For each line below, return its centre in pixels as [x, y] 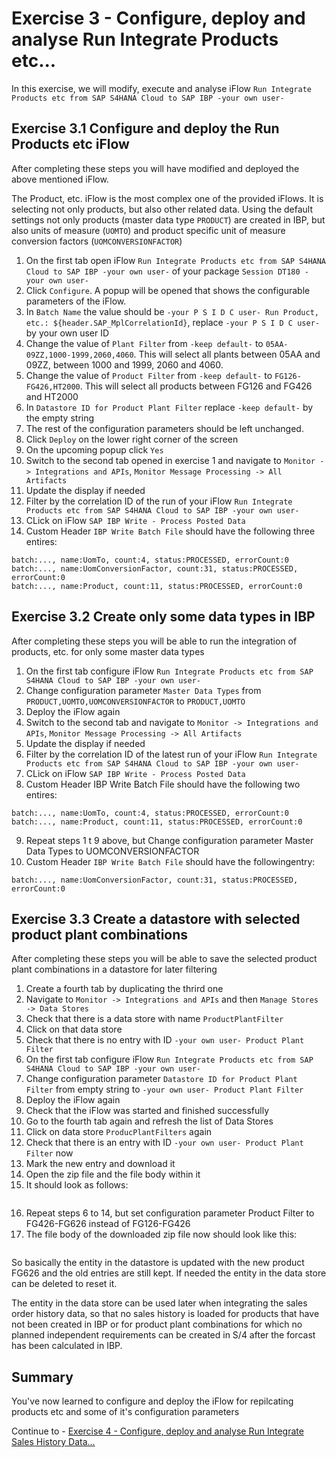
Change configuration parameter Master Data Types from [143, 690]
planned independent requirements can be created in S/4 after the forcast [163, 1335]
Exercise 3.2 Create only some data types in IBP [163, 617]
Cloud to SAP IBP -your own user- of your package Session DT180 [163, 271]
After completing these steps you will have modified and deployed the [155, 168]
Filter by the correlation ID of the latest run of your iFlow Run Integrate [171, 754]
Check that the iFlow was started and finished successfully [147, 1111]
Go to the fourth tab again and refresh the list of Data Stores [149, 1121]
